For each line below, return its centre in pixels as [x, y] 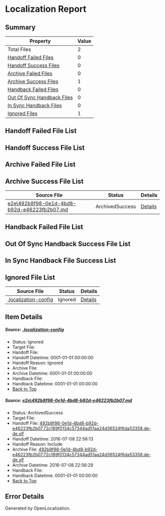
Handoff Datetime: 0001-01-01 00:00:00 [53, 358]
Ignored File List [30, 277]
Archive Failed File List [41, 164]
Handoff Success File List [45, 148]
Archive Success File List [44, 181]
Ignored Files [23, 113]
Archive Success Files [33, 81]
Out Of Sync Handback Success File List [68, 244]
